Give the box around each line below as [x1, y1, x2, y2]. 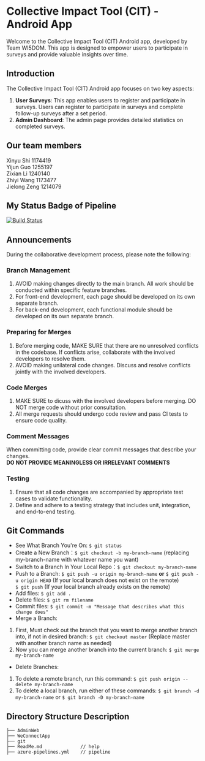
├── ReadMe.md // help [6, 744, 100, 750]
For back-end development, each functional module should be [15, 306, 173, 313]
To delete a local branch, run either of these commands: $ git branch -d [15, 687, 199, 694]
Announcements [6, 234, 72, 245]
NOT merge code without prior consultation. [15, 403, 127, 411]
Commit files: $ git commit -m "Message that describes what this [15, 603, 185, 610]
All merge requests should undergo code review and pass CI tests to [15, 410, 188, 418]
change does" [15, 609, 49, 616]
